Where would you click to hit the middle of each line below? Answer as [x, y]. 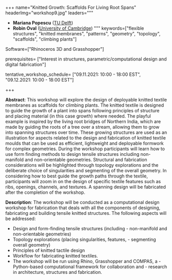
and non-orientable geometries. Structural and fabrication [86, 159]
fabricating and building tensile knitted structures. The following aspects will [86, 213]
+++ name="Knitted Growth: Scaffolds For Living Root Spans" [71, 7]
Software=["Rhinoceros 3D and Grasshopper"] [55, 49]
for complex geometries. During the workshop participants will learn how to [85, 149]
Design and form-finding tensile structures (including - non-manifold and [90, 228]
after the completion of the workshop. [45, 192]
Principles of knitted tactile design [49, 250]
